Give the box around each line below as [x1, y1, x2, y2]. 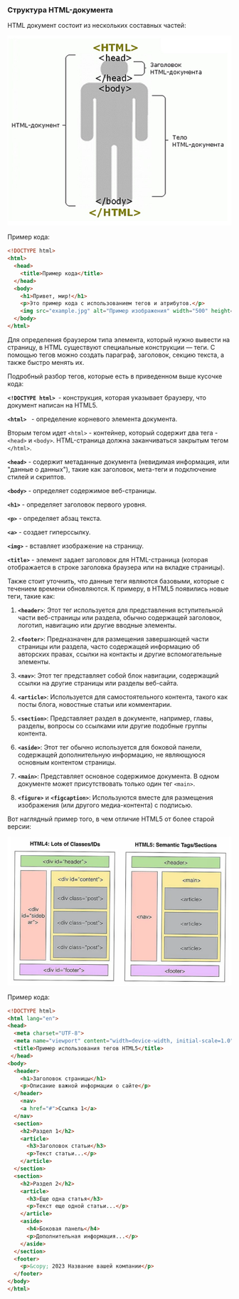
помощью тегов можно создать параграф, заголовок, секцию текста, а [7, 351, 225, 359]
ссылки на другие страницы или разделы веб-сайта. [17, 678, 179, 687]
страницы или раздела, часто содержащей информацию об [17, 642, 201, 651]
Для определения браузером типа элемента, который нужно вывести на [7, 335, 230, 343]
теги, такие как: [7, 591, 55, 600]
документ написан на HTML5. [7, 400, 98, 409]
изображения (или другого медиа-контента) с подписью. [17, 800, 193, 809]
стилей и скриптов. [7, 472, 66, 481]
